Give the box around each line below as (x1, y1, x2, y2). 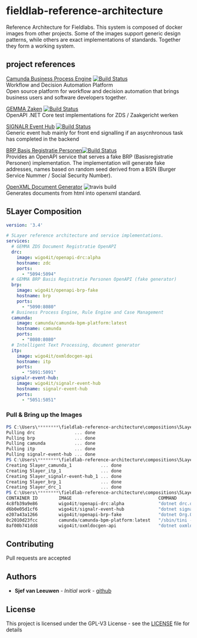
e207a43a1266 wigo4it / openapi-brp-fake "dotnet (6, 511, 177, 517)
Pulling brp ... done (6, 435, 96, 441)
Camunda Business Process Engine (6, 75, 92, 82)
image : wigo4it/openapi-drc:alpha (16, 254, 101, 260)
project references (6, 59, 76, 69)
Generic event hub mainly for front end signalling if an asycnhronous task (6, 129, 184, 136)
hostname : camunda (16, 325, 62, 332)
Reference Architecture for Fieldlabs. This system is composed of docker (6, 24, 183, 31)
